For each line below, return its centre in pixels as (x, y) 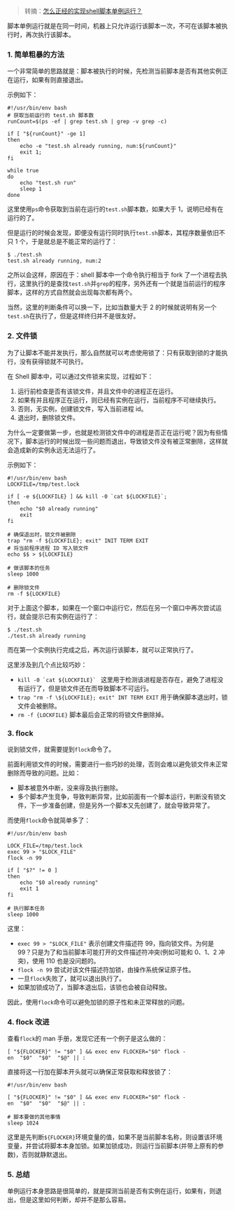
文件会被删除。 (39, 706)
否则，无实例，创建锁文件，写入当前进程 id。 (82, 409)
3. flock (20, 733)
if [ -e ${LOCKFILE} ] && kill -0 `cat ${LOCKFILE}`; (87, 496)
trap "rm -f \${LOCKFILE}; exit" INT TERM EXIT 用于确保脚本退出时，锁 (122, 697)
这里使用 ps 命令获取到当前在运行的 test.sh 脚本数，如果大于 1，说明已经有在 (115, 209)
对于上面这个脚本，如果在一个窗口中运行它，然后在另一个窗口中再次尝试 (111, 607)
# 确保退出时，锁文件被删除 (42, 535)
